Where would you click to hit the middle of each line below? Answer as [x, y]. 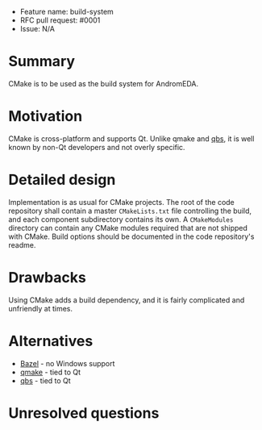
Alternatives [51, 341]
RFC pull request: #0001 [60, 20]
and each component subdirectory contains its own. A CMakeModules [121, 219]
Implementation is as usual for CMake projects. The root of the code [122, 202]
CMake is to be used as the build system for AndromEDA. [104, 83]
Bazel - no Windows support [67, 363]
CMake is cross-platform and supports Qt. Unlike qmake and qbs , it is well [131, 138]
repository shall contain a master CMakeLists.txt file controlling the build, [130, 211]
